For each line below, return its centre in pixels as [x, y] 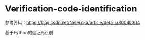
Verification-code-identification [71, 9]
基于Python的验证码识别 [29, 32]
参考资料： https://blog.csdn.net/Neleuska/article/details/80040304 [72, 22]
